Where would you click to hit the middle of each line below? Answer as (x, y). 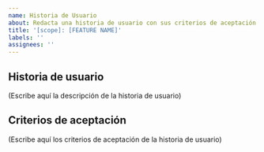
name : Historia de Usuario (53, 15)
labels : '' (26, 37)
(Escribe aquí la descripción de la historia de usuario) (95, 95)
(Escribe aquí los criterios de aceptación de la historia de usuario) (115, 139)
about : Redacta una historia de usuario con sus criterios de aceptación (132, 23)
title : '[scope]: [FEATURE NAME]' (65, 30)
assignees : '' (32, 45)
